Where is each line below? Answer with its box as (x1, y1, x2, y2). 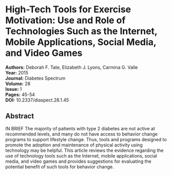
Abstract (5, 112, 34, 121)
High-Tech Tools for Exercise (5, 4, 131, 15)
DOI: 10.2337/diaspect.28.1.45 (5, 96, 69, 103)
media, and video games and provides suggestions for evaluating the (5, 158, 151, 164)
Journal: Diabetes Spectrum (5, 75, 66, 81)
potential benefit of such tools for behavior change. (5, 163, 114, 170)
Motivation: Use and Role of (5, 14, 126, 26)
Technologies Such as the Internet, (5, 26, 158, 37)
